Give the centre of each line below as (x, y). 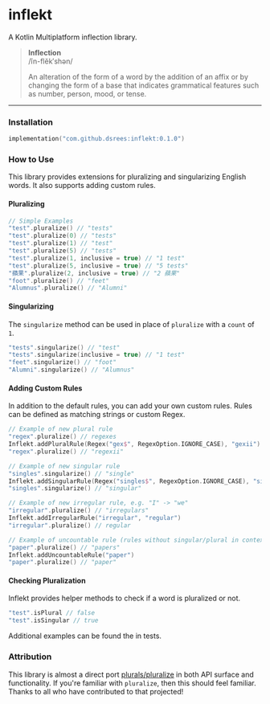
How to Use (31, 160)
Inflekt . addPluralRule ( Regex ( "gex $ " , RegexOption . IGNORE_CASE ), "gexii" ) (135, 444)
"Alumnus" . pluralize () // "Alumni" (68, 288)
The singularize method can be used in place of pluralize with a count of (131, 324)
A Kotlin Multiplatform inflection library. (73, 37)
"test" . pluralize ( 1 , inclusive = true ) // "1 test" (96, 258)
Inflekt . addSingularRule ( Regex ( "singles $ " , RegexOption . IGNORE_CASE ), (129, 481)
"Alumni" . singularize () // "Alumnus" (72, 370)
